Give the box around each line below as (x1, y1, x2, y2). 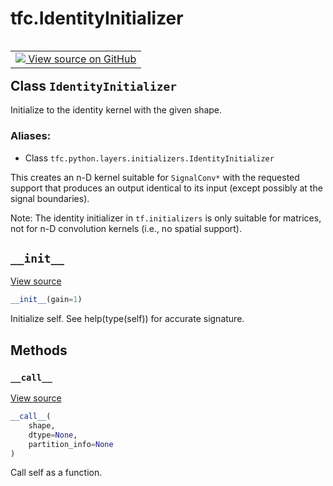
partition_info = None (28, 439, 114, 449)
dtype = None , (28, 430, 78, 440)
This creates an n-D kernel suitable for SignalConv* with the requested (10, 171, 300, 183)
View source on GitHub (28, 52, 137, 66)
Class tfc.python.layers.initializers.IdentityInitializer (24, 152, 275, 164)
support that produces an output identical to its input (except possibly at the (10, 182, 323, 194)
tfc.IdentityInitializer (10, 7, 184, 30)
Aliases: (10, 129, 52, 143)
